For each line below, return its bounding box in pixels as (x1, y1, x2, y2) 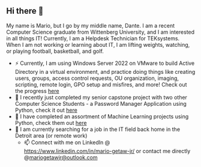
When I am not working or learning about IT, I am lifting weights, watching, (6, 41, 190, 48)
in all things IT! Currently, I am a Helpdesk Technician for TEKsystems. (6, 34, 180, 42)
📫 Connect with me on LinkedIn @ (23, 139, 110, 146)
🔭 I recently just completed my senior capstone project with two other (14, 94, 188, 101)
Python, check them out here (14, 119, 87, 126)
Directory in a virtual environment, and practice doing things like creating (14, 68, 196, 75)
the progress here (14, 87, 59, 94)
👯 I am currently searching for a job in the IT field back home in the (14, 126, 181, 133)
